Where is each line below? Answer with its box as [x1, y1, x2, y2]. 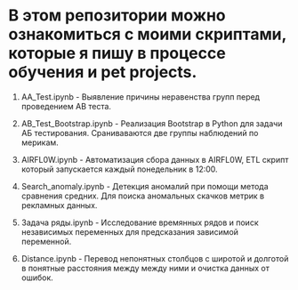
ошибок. [20, 272, 54, 283]
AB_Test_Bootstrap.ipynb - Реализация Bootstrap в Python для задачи [20, 117, 283, 129]
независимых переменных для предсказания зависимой [20, 226, 239, 237]
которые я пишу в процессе [8, 44, 226, 63]
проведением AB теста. [20, 101, 112, 111]
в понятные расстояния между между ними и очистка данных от [20, 262, 270, 273]
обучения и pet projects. [8, 62, 197, 83]
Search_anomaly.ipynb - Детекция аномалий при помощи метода [20, 181, 269, 191]
